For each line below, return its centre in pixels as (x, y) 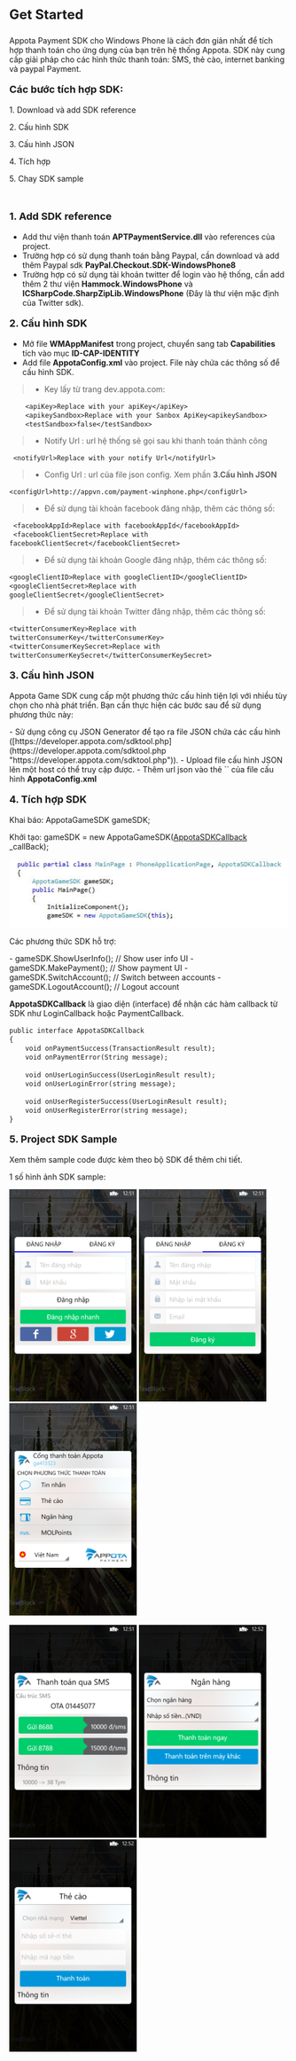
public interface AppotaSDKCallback (77, 1030)
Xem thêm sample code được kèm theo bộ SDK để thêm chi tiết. (126, 1159)
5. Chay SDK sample (47, 179)
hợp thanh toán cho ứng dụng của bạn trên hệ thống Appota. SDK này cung (147, 50)
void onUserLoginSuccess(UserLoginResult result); (121, 1075)
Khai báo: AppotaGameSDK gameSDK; (80, 820)
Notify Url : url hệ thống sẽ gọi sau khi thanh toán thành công (156, 441)
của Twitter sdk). (53, 303)
